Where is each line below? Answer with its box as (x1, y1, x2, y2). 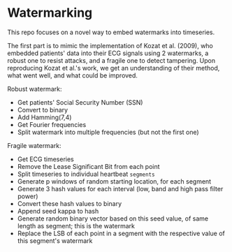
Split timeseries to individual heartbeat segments (17, 170, 155, 178)
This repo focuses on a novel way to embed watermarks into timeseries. (7, 28, 215, 36)
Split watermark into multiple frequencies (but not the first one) (17, 128, 199, 136)
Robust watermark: (7, 84, 62, 93)
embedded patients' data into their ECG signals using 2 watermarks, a (7, 49, 209, 57)
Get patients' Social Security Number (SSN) (17, 98, 143, 106)
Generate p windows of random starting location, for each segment (17, 177, 212, 186)
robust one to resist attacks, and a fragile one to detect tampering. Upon (7, 56, 216, 64)
